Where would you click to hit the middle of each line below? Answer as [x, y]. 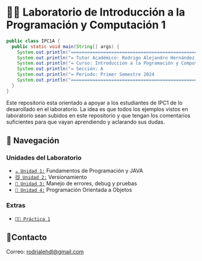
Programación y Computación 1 [86, 25]
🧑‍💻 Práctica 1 [32, 219]
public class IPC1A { [33, 41]
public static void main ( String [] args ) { [66, 46]
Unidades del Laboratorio [44, 157]
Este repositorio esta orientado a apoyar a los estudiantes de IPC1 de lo [94, 103]
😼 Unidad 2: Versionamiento [51, 177]
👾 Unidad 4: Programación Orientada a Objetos [73, 190]
